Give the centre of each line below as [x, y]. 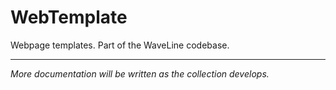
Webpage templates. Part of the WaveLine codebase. [120, 45]
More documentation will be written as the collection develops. [140, 73]
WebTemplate [69, 17]
